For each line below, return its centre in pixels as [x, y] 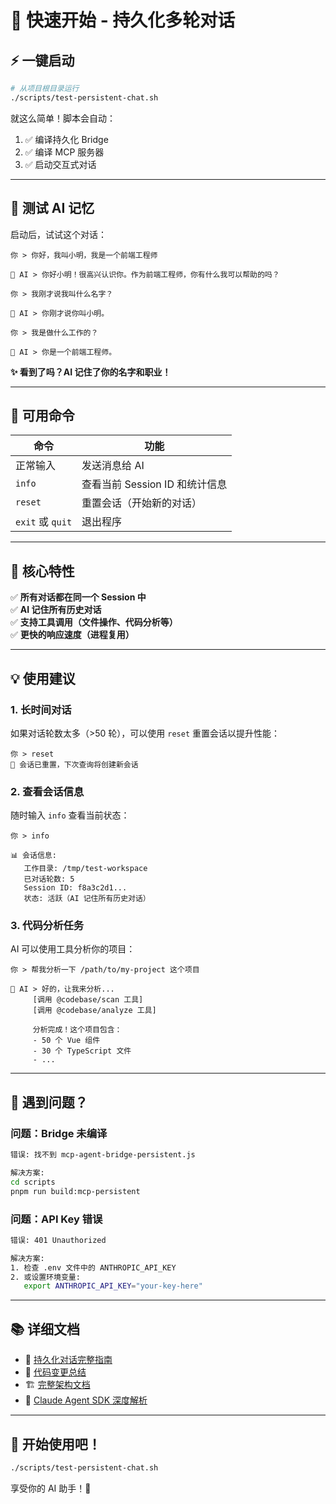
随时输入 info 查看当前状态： [70, 815]
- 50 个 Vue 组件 [66, 1041]
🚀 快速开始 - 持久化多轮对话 [123, 20]
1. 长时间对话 [41, 709]
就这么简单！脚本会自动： [63, 118]
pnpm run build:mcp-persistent [75, 1191]
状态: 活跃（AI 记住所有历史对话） [87, 899]
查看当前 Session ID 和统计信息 [154, 484]
